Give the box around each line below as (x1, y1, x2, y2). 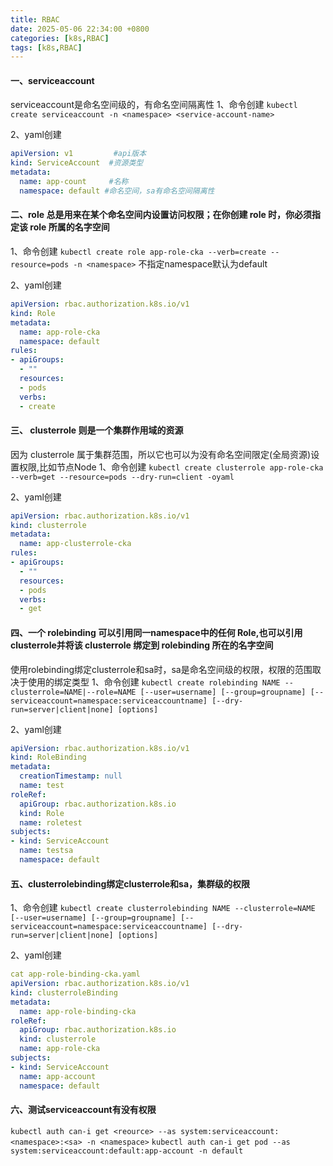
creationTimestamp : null (19, 771, 123, 781)
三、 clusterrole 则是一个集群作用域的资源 (10, 424, 184, 436)
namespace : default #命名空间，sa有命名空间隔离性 (19, 186, 215, 196)
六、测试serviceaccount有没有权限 (10, 1104, 157, 1116)
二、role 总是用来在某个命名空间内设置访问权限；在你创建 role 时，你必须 (10, 209, 313, 221)
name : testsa (19, 846, 74, 856)
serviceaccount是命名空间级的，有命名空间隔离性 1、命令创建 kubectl (10, 99, 298, 111)
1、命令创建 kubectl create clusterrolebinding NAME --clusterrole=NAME (10, 902, 316, 914)
